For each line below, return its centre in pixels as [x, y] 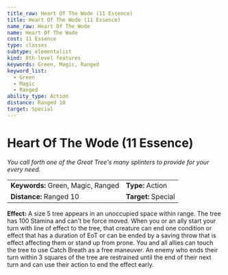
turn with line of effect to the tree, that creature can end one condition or [110, 228]
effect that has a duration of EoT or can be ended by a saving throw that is [112, 235]
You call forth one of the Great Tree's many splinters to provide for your [108, 162]
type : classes [27, 45]
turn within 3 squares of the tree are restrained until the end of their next [109, 257]
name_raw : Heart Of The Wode [49, 26]
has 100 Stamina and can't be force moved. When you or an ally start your [112, 221]
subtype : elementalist [39, 52]
